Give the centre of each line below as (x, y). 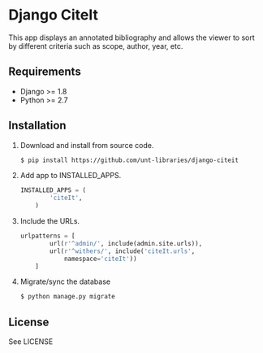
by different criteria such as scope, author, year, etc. (96, 46)
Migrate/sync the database (65, 281)
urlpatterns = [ (47, 236)
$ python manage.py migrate (67, 297)
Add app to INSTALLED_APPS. (71, 176)
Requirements (45, 72)
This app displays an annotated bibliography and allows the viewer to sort (132, 37)
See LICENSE (31, 342)
